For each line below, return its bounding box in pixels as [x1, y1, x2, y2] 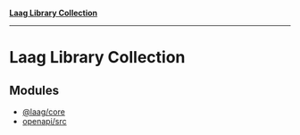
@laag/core [21, 106, 65, 117]
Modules [9, 82, 60, 97]
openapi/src [21, 116, 67, 126]
